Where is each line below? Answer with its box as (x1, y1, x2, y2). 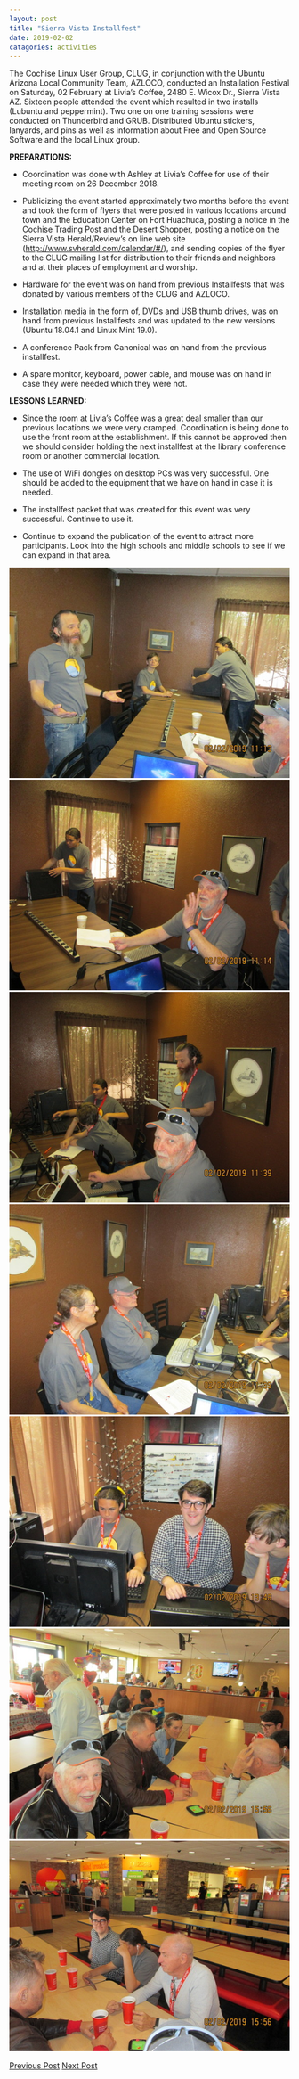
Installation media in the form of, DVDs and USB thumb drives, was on (21, 306, 279, 316)
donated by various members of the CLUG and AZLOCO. (21, 289, 230, 299)
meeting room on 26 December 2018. (21, 178, 160, 189)
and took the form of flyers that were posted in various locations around (21, 205, 287, 216)
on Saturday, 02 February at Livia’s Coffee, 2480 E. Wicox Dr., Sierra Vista (9, 87, 280, 98)
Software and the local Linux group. (9, 135, 141, 145)
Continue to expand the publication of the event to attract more (21, 531, 254, 542)
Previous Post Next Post (9, 2060, 98, 2071)
